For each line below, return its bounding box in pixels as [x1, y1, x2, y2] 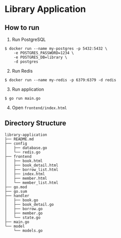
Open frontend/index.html [11, 105, 67, 111]
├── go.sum [4, 189, 27, 194]
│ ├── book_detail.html [4, 163, 58, 168]
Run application [11, 86, 44, 92]
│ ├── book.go [4, 198, 38, 203]
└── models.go [13, 228, 43, 233]
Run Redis [11, 68, 33, 74]
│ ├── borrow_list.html [4, 167, 58, 172]
